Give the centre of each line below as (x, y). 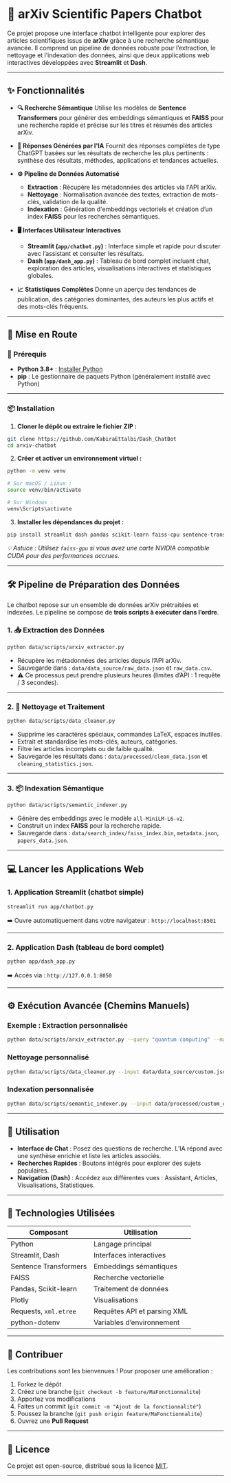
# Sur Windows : (30, 503)
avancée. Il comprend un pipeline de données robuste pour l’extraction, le (111, 48)
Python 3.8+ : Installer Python (60, 369)
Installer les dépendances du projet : (70, 522)
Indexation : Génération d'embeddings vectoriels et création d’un (120, 209)
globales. (40, 275)
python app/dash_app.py (41, 962)
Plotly (20, 1300)
